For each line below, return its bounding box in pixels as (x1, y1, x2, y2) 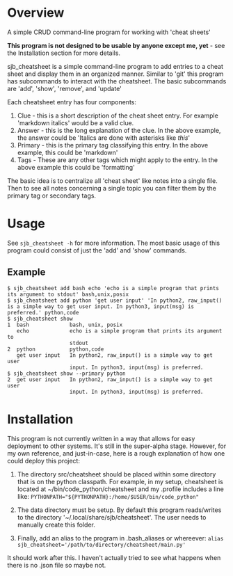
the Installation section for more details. (7, 49, 120, 57)
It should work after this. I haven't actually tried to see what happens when (7, 553, 221, 561)
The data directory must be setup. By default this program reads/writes (17, 506, 222, 514)
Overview (7, 5, 65, 21)
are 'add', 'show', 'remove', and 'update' (7, 84, 122, 93)
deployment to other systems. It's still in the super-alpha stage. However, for (7, 442, 227, 450)
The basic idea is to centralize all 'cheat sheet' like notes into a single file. (7, 176, 218, 185)
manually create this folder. (17, 520, 96, 529)
